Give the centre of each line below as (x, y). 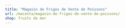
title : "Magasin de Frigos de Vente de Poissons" (56, 9)
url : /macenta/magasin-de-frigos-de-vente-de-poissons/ (62, 14)
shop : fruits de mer (26, 18)
